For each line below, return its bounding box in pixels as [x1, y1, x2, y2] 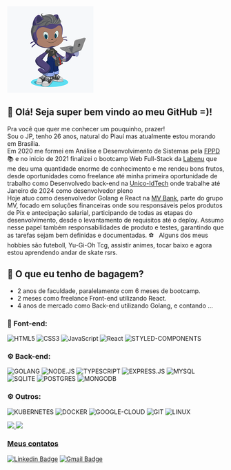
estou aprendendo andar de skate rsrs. [7, 248, 118, 256]
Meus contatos [7, 439, 59, 449]
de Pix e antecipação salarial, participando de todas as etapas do [7, 208, 193, 216]
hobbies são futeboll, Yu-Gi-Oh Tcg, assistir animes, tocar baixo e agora [7, 241, 212, 249]
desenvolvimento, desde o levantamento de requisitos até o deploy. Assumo [7, 216, 224, 224]
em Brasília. [7, 139, 41, 147]
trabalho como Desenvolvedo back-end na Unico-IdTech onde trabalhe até [7, 179, 221, 187]
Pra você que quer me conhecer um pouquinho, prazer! [7, 124, 165, 133]
